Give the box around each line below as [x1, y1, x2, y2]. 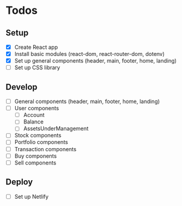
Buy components [14, 152, 57, 160]
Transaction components [14, 145, 77, 152]
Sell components [14, 159, 57, 166]
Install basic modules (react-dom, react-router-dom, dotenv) [14, 51, 165, 58]
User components [14, 105, 60, 112]
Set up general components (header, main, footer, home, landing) [14, 57, 177, 64]
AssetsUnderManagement [23, 125, 89, 133]
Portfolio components [14, 139, 69, 146]
